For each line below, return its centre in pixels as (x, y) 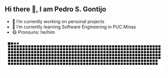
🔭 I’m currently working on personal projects (58, 21)
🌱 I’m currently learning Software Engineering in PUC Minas (74, 27)
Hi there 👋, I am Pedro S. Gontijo (55, 9)
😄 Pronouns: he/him (33, 32)
